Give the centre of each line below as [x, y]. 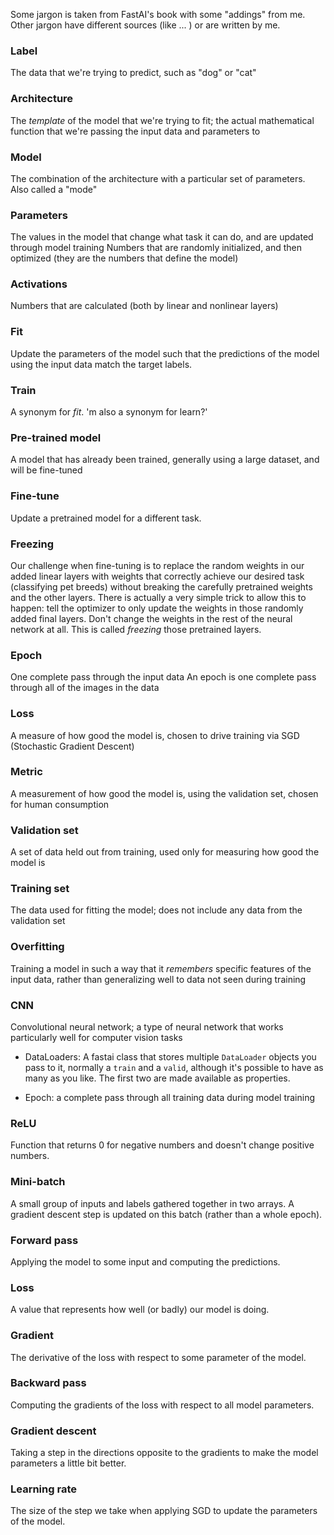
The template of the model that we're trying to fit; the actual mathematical [162, 120]
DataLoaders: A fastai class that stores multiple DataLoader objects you [170, 1057]
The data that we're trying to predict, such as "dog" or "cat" [133, 73]
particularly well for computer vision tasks [96, 1038]
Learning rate [43, 1489]
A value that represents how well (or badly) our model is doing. [140, 1310]
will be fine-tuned [46, 470]
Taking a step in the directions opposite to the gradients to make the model [164, 1453]
